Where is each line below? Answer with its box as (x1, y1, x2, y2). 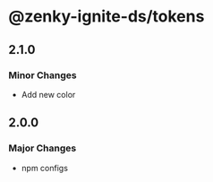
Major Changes (8, 142, 77, 154)
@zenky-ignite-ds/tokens (8, 6, 205, 27)
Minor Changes (8, 69, 77, 82)
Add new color (21, 89, 76, 100)
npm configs (21, 162, 69, 173)
